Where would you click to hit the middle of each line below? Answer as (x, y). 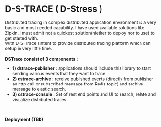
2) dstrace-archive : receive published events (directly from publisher (83, 79)
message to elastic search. (39, 89)
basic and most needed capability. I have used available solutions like (75, 27)
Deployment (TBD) (24, 119)
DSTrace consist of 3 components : (41, 59)
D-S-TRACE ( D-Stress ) (54, 9)
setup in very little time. (29, 48)
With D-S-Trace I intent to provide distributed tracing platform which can (78, 43)
